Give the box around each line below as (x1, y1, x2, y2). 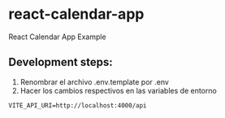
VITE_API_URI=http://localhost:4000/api (8, 101, 148, 110)
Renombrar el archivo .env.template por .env (19, 76, 169, 86)
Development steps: (8, 55, 114, 69)
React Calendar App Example (8, 32, 107, 42)
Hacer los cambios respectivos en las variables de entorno (19, 85, 217, 95)
